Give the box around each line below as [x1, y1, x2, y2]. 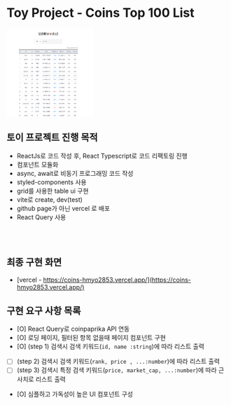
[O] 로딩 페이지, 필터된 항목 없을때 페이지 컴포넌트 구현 [16, 334, 166, 342]
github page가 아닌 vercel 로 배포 [16, 204, 111, 212]
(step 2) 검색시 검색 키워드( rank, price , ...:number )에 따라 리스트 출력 [16, 357, 220, 366]
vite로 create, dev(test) [16, 195, 83, 204]
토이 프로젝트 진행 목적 [6, 132, 99, 144]
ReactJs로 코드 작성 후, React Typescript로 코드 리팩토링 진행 [16, 151, 188, 160]
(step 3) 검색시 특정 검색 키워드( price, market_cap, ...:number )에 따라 [16, 366, 218, 374]
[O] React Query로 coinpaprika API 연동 [16, 324, 130, 334]
